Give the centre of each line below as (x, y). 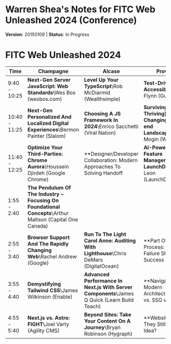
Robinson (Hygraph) (108, 334)
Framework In (101, 120)
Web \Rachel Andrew (52, 256)
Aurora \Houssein (48, 166)
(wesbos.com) (45, 99)
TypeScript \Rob (103, 86)
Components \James (109, 293)
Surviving (155, 107)
